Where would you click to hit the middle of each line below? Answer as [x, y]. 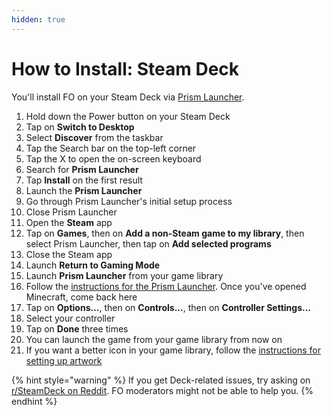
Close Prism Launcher [71, 212]
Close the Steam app [69, 254]
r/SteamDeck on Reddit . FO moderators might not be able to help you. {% [162, 390]
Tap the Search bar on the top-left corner [111, 148]
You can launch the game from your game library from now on [154, 339]
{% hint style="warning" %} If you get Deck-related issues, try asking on [161, 380]
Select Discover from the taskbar [94, 137]
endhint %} [34, 401]
